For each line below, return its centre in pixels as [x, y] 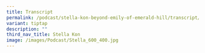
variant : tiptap [27, 23]
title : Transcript [30, 12]
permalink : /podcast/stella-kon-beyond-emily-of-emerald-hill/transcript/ [103, 18]
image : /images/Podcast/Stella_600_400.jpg [63, 40]
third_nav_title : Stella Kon [43, 35]
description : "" [27, 29]
